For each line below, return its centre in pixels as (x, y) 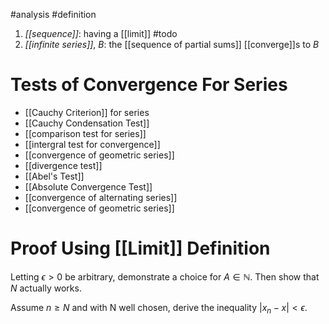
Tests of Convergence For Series (149, 85)
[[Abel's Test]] (54, 176)
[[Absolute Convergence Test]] (88, 186)
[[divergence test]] (63, 165)
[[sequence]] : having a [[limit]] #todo (101, 33)
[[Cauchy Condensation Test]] (87, 123)
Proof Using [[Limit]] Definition (140, 248)
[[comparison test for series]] (85, 133)
